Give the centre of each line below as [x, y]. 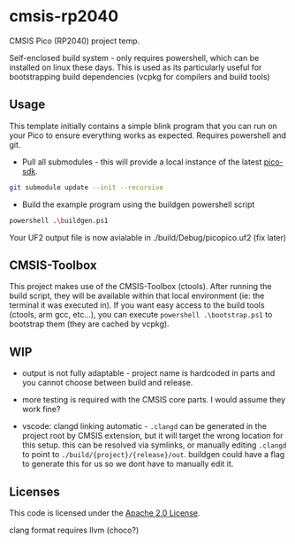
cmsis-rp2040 [64, 16]
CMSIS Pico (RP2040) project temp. [75, 41]
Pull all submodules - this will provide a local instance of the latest [142, 162]
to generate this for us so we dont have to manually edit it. [128, 464]
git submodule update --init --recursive [87, 188]
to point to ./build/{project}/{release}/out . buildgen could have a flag [153, 455]
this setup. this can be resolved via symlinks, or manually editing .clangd [154, 445]
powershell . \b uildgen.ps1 [59, 220]
